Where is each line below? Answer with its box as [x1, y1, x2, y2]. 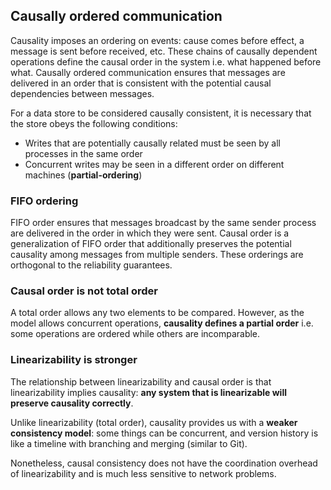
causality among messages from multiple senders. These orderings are [10, 249, 304, 261]
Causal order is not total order [10, 284, 158, 298]
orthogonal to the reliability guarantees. [10, 259, 173, 271]
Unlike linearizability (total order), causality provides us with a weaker [10, 416, 298, 428]
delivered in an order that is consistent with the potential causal [10, 77, 272, 89]
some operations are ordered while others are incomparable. [10, 328, 261, 340]
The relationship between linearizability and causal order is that [10, 375, 272, 388]
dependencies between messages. [10, 87, 155, 99]
